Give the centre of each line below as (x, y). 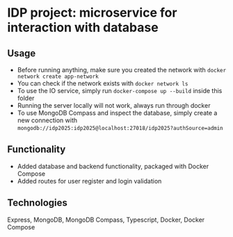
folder (26, 98)
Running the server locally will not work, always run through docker (114, 105)
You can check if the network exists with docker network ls (103, 83)
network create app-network (58, 76)
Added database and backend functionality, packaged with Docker (113, 166)
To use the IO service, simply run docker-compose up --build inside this (120, 91)
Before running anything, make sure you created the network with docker (122, 70)
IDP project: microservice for (92, 13)
